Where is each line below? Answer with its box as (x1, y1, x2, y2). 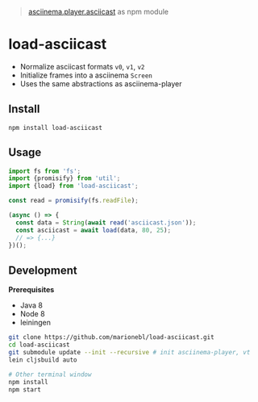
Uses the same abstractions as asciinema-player (19, 78, 183, 88)
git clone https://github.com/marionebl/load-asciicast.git (8, 333, 215, 341)
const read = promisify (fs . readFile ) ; (8, 197, 139, 205)
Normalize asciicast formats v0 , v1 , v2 (19, 61, 145, 71)
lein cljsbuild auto (8, 355, 78, 364)
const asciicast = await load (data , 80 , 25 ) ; (15, 226, 172, 234)
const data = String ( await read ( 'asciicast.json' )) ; (15, 218, 197, 227)
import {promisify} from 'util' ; (8, 174, 121, 182)
